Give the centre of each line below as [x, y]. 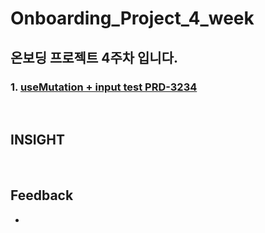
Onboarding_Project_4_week [132, 18]
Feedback [42, 195]
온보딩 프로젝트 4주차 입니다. [94, 57]
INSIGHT [38, 140]
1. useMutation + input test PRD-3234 [104, 87]
